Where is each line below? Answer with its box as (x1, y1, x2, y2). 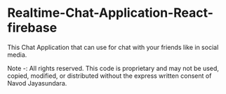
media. (7, 51, 27, 59)
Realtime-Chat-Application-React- (7, 5, 214, 21)
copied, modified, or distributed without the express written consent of (7, 72, 212, 80)
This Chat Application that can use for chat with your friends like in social (7, 43, 219, 51)
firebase (7, 20, 58, 36)
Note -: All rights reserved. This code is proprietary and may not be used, (7, 64, 220, 72)
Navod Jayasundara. (7, 79, 67, 87)
